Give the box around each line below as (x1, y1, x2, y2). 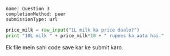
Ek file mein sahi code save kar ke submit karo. (5, 43, 124, 51)
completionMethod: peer (5, 11, 66, 17)
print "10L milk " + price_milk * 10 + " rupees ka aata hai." (5, 32, 165, 39)
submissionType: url (5, 16, 58, 23)
